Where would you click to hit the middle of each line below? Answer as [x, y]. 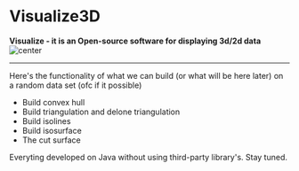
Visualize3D [55, 16]
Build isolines [46, 120]
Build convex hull [53, 102]
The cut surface [52, 140]
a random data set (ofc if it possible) [76, 85]
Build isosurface [52, 130]
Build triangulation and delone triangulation [101, 112]
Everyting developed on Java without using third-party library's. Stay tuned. [148, 157]
